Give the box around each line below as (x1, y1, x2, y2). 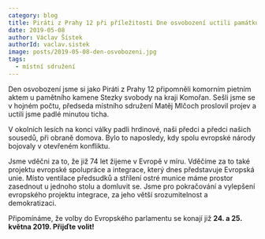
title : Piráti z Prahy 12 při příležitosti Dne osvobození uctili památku (8, 19, 259, 27)
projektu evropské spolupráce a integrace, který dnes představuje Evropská (8, 164, 255, 174)
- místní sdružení (15, 63, 77, 71)
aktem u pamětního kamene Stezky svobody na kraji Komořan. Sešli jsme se (8, 92, 256, 102)
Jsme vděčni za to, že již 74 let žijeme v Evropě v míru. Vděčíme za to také (8, 156, 251, 166)
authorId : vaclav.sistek (8, 41, 90, 49)
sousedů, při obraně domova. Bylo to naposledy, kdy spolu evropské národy (8, 133, 256, 142)
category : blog (8, 11, 58, 20)
